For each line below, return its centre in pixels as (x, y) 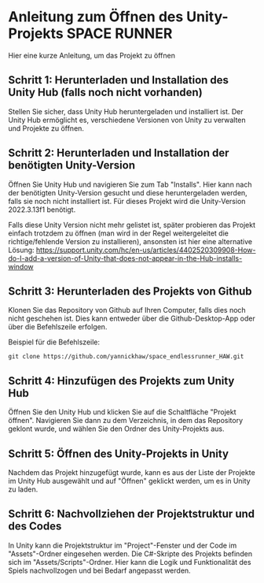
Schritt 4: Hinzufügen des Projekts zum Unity (121, 381)
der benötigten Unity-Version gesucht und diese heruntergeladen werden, (128, 192)
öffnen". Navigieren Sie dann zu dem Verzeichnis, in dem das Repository (126, 421)
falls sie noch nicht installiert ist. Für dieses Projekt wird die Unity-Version (127, 201)
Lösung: (21, 250)
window (21, 266)
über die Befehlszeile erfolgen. (58, 327)
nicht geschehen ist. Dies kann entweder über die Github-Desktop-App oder (132, 318)
